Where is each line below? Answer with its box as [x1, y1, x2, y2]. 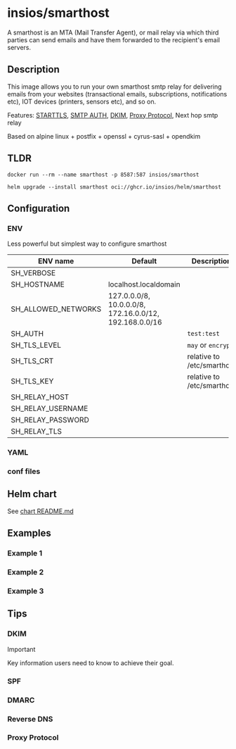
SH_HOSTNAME [11, 279, 65, 289]
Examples [7, 527, 51, 539]
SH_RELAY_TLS [11, 427, 62, 436]
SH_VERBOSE [11, 268, 56, 278]
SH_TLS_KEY [11, 377, 54, 386]
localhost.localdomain [107, 279, 181, 289]
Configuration [7, 202, 70, 214]
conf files [7, 467, 41, 477]
